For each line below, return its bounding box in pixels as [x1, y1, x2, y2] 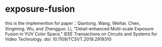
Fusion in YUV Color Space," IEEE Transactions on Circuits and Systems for [5, 31, 158, 37]
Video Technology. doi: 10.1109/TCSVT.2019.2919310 [5, 36, 112, 42]
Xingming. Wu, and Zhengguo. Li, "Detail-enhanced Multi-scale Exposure [5, 25, 154, 31]
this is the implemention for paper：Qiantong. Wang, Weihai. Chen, [5, 20, 141, 26]
